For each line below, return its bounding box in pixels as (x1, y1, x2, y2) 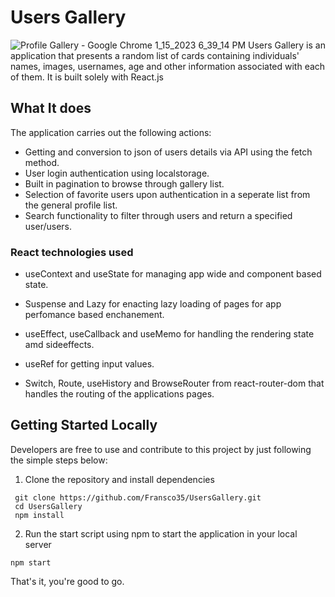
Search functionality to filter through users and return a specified (24, 209, 293, 221)
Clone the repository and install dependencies (24, 473, 215, 485)
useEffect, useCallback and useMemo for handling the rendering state (24, 328, 315, 340)
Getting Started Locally (10, 417, 158, 434)
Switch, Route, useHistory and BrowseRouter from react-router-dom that (24, 377, 325, 390)
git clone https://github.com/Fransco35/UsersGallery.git (14, 492, 262, 503)
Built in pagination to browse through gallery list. (24, 177, 225, 190)
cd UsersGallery (14, 501, 83, 511)
